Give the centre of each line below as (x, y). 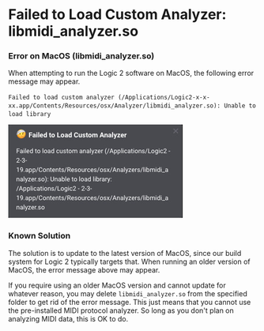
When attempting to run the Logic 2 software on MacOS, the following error (131, 73)
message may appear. (44, 81)
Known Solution (40, 236)
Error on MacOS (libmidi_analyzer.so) (81, 56)
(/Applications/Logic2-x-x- (164, 98)
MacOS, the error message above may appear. (84, 269)
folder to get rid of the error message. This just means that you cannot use (130, 302)
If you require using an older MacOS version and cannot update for (117, 285)
